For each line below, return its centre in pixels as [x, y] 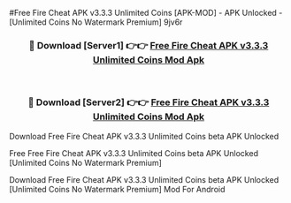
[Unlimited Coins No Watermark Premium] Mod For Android [117, 189]
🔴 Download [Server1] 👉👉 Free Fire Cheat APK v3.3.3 [149, 45]
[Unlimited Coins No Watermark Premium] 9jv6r [96, 22]
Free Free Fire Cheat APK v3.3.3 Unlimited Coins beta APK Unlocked [134, 153]
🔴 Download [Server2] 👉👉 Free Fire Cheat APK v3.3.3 [149, 102]
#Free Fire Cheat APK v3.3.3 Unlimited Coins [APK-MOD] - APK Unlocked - [146, 13]
